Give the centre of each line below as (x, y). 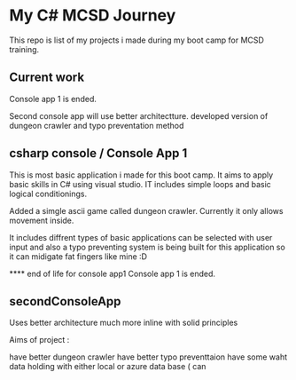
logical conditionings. (48, 194)
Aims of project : (39, 340)
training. (24, 49)
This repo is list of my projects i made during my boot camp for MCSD (136, 40)
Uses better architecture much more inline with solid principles (124, 323)
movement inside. (42, 220)
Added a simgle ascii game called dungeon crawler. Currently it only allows (146, 210)
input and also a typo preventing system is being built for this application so (147, 247)
